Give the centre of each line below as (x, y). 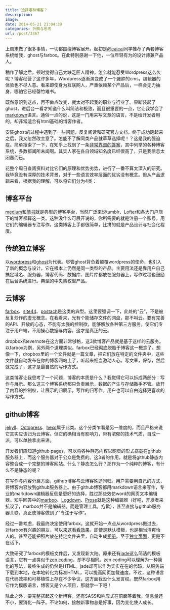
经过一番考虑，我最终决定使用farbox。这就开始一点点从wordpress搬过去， (83, 524)
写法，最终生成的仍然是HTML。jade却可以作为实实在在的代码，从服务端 (89, 566)
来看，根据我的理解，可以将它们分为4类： (53, 181)
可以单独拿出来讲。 (34, 440)
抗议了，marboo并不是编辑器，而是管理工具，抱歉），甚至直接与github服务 (83, 506)
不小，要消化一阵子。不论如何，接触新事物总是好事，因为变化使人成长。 (80, 602)
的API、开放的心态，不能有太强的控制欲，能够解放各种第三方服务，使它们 (82, 324)
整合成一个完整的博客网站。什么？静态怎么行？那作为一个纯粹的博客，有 (85, 464)
